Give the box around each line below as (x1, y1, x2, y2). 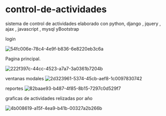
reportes (5, 85, 24, 91)
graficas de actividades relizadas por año (5, 95, 93, 101)
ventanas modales (5, 75, 45, 81)
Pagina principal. (5, 55, 41, 62)
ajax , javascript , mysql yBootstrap (5, 26, 79, 32)
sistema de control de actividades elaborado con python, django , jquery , (5, 20, 161, 27)
